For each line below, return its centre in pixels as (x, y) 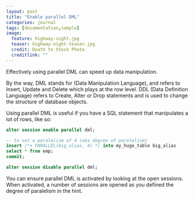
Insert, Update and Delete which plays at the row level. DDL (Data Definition (97, 89)
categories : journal (31, 22)
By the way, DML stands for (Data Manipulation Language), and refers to (93, 83)
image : (14, 33)
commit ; (15, 157)
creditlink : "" (30, 55)
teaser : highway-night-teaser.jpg (53, 44)
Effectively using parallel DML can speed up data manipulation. (82, 71)
